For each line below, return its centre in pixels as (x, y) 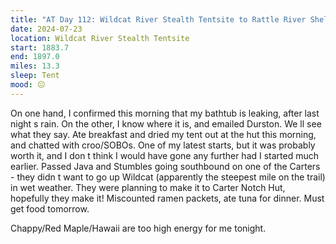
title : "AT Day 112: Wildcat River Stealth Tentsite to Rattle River (158, 19)
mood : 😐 (28, 85)
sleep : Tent (35, 76)
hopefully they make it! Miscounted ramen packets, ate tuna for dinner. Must (167, 198)
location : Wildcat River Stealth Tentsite (100, 38)
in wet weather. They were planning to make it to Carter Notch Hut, (148, 187)
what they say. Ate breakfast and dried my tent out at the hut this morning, (163, 134)
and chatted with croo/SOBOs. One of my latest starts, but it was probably (163, 145)
